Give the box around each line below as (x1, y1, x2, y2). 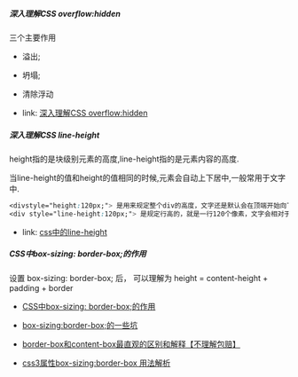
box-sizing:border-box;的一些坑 (21, 319, 138, 330)
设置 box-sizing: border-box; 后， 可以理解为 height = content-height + (9, 272, 269, 283)
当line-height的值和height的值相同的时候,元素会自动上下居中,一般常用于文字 (9, 172, 286, 183)
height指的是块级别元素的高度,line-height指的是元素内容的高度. (9, 153, 239, 164)
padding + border (9, 282, 74, 293)
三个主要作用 (9, 32, 56, 43)
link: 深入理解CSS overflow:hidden (21, 107, 148, 118)
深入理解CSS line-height (9, 130, 100, 140)
